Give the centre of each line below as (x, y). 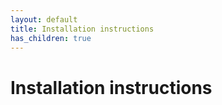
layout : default (44, 19)
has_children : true (51, 38)
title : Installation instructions (82, 29)
